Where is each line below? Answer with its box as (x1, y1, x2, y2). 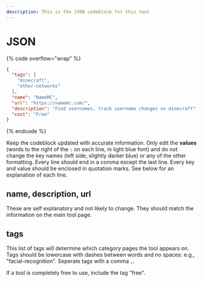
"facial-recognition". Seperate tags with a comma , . (6, 257, 135, 265)
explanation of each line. (6, 171, 68, 178)
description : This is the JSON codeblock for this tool (6, 8, 150, 15)
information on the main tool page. (6, 211, 92, 219)
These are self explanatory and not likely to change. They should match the (6, 205, 194, 212)
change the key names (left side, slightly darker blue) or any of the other (6, 152, 186, 160)
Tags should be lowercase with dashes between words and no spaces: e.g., (6, 251, 195, 258)
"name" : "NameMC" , (11, 94, 59, 100)
